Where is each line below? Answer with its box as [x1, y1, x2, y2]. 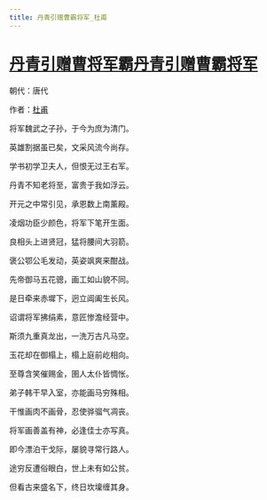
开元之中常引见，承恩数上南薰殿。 [9, 198, 134, 209]
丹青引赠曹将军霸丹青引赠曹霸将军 [9, 54, 259, 74]
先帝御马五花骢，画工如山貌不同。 [9, 274, 134, 284]
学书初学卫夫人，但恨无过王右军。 [9, 161, 134, 171]
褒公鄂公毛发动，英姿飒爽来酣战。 [9, 255, 134, 266]
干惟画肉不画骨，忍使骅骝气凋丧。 [9, 406, 134, 417]
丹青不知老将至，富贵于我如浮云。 [9, 179, 134, 190]
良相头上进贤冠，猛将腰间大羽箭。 [9, 236, 134, 247]
